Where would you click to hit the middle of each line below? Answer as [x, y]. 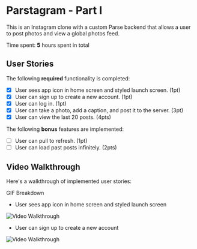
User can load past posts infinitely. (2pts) [66, 148]
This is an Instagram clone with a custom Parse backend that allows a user [98, 27]
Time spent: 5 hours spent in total [48, 45]
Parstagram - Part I [54, 10]
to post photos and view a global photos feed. [63, 33]
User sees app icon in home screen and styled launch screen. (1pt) [98, 90]
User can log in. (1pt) [41, 103]
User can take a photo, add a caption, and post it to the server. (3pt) [99, 110]
